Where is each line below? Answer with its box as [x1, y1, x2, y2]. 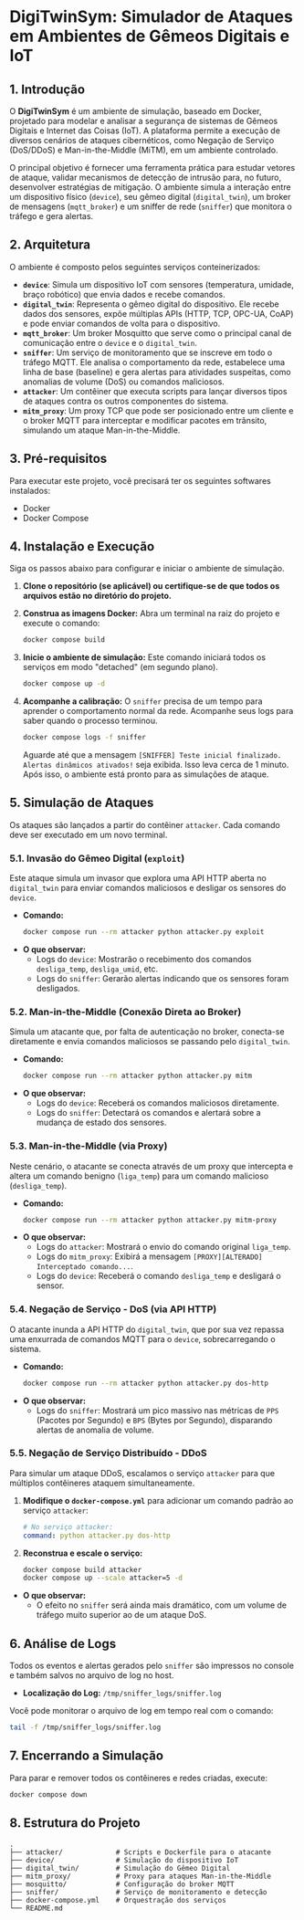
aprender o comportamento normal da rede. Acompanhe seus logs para [22, 706, 294, 717]
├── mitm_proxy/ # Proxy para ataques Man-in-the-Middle [9, 1872, 272, 1881]
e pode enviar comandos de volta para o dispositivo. [22, 318, 221, 329]
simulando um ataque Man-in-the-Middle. [22, 425, 181, 435]
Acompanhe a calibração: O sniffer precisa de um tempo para [22, 696, 263, 707]
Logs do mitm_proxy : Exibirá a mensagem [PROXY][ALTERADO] [36, 1251, 263, 1262]
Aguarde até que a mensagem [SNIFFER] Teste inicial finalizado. [22, 750, 282, 761]
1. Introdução [9, 81, 85, 97]
